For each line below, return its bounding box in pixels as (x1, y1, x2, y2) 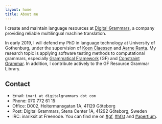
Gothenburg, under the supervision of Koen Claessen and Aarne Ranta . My (5, 45, 156, 51)
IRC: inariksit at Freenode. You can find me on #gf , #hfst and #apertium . (12, 113, 158, 120)
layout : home (5, 7, 32, 12)
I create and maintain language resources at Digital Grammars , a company (5, 25, 155, 31)
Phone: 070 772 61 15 (12, 98, 55, 104)
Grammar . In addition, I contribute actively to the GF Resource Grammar (5, 61, 150, 66)
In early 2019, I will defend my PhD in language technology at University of (5, 40, 155, 45)
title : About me (5, 12, 38, 17)
